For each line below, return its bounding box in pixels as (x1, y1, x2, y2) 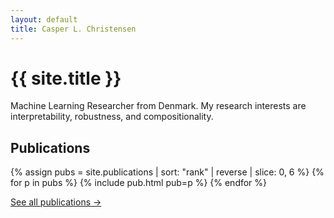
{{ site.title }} (10, 67, 122, 90)
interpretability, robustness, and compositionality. (10, 111, 214, 123)
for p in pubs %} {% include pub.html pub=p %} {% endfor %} (10, 177, 268, 189)
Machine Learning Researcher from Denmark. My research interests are (10, 100, 307, 112)
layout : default (10, 14, 78, 25)
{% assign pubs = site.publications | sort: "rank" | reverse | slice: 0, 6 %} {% (10, 166, 325, 178)
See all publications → (10, 196, 102, 208)
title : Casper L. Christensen (10, 24, 137, 34)
